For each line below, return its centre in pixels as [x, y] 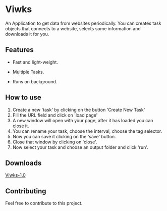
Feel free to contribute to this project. [44, 203]
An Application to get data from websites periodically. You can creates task [83, 23]
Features [19, 50]
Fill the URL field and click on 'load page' [55, 115]
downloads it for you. [27, 34]
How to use [23, 98]
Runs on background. [35, 81]
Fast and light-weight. [35, 62]
